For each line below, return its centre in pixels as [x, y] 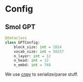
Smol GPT [20, 27]
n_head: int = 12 [31, 61]
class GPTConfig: [23, 42]
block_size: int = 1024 [38, 47]
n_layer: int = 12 [32, 56]
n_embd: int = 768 [32, 65]
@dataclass [16, 38]
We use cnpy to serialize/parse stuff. [42, 74]
